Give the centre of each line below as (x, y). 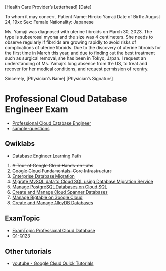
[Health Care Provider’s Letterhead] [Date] (48, 7)
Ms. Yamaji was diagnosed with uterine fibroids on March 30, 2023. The (79, 32)
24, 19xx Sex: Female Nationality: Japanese (50, 22)
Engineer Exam (37, 109)
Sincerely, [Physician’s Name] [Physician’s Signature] (59, 78)
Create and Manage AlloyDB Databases (53, 203)
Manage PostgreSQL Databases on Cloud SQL (60, 187)
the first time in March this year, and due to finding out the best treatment (80, 53)
